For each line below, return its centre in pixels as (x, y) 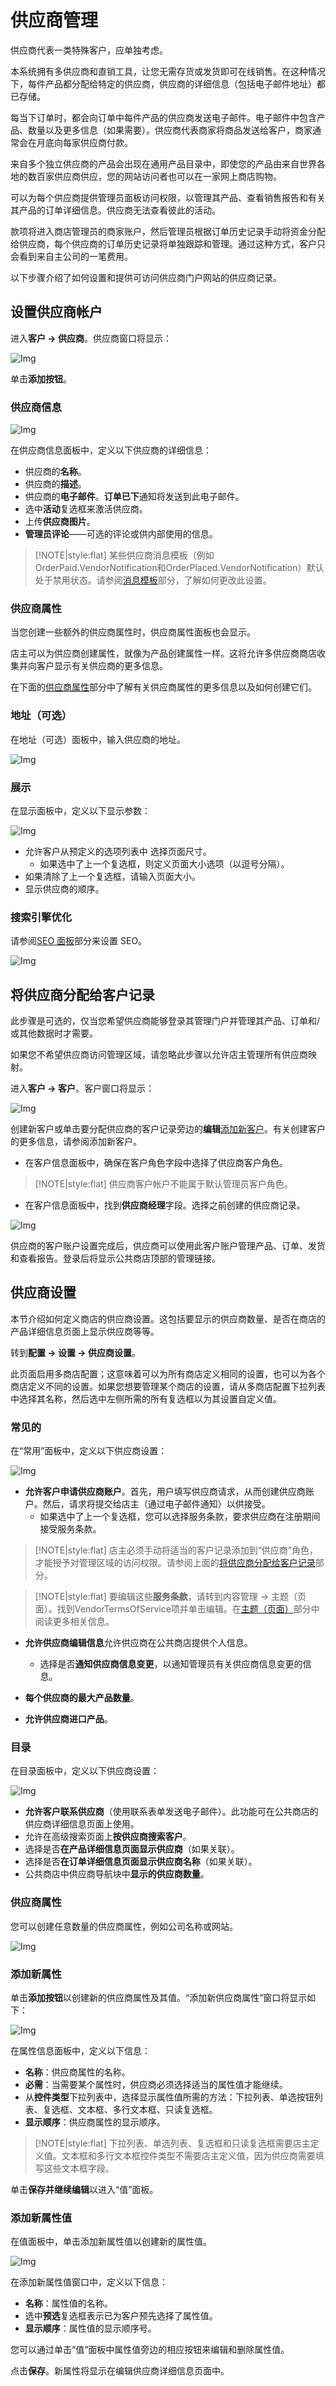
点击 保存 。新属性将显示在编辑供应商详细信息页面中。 (120, 2371)
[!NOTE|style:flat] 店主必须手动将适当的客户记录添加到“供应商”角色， (176, 1550)
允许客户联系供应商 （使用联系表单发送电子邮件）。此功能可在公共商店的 (171, 1812)
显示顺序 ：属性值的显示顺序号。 (90, 2328)
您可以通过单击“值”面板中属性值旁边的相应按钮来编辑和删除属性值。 (150, 2350)
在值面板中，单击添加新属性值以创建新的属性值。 (111, 2242)
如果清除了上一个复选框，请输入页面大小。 (112, 876)
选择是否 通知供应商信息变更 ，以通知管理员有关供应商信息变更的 (171, 1664)
